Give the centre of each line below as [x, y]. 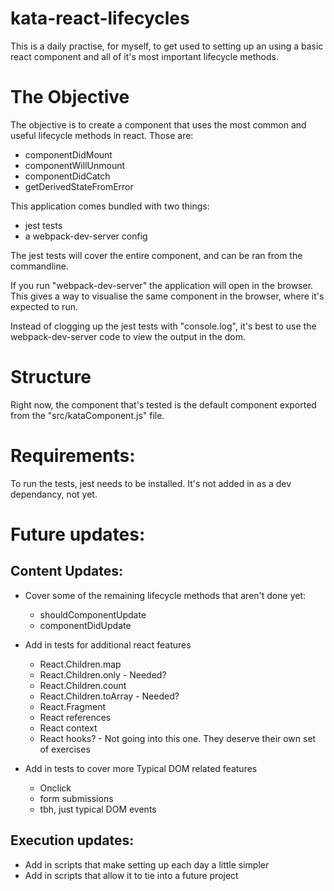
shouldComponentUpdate [93, 614]
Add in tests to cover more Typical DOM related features [141, 768]
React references [75, 717]
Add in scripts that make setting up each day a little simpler [147, 864]
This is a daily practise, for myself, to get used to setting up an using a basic [167, 46]
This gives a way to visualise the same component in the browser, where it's [167, 296]
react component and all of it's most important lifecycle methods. [144, 56]
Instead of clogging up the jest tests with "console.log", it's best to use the [163, 326]
